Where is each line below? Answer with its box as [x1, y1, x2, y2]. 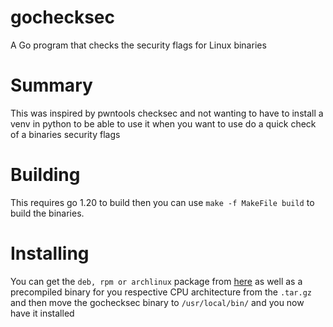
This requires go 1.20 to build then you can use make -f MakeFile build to [10, 196, 315, 208]
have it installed [10, 307, 75, 319]
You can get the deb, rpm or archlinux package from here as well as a [10, 275, 303, 287]
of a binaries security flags [10, 128, 121, 140]
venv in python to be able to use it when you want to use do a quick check [10, 117, 317, 130]
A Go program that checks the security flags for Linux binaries [10, 39, 267, 51]
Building [10, 164, 81, 186]
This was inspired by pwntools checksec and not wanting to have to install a [10, 107, 324, 119]
